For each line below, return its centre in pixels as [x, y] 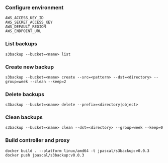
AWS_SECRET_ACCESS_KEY [29, 22]
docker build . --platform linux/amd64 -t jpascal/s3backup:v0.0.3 [77, 151]
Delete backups [25, 94]
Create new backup [30, 67]
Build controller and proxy [37, 140]
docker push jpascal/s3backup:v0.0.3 [45, 155]
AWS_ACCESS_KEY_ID [24, 18]
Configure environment [34, 8]
